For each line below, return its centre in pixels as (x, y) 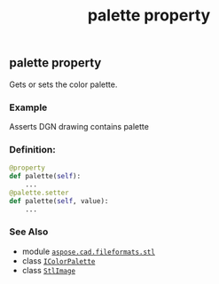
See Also (29, 232)
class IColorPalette (59, 260)
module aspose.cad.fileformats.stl (88, 251)
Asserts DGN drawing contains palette (79, 126)
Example (28, 107)
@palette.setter (39, 193)
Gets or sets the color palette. (63, 84)
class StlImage (49, 270)
